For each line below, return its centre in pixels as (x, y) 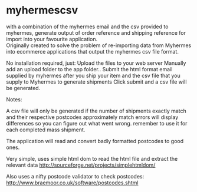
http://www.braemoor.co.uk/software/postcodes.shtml (72, 183)
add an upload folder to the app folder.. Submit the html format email (89, 69)
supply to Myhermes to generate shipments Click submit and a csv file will (96, 82)
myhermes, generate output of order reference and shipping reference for (96, 32)
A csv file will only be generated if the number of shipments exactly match (96, 111)
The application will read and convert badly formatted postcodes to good (95, 141)
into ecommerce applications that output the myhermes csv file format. (92, 51)
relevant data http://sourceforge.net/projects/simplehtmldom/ (81, 165)
